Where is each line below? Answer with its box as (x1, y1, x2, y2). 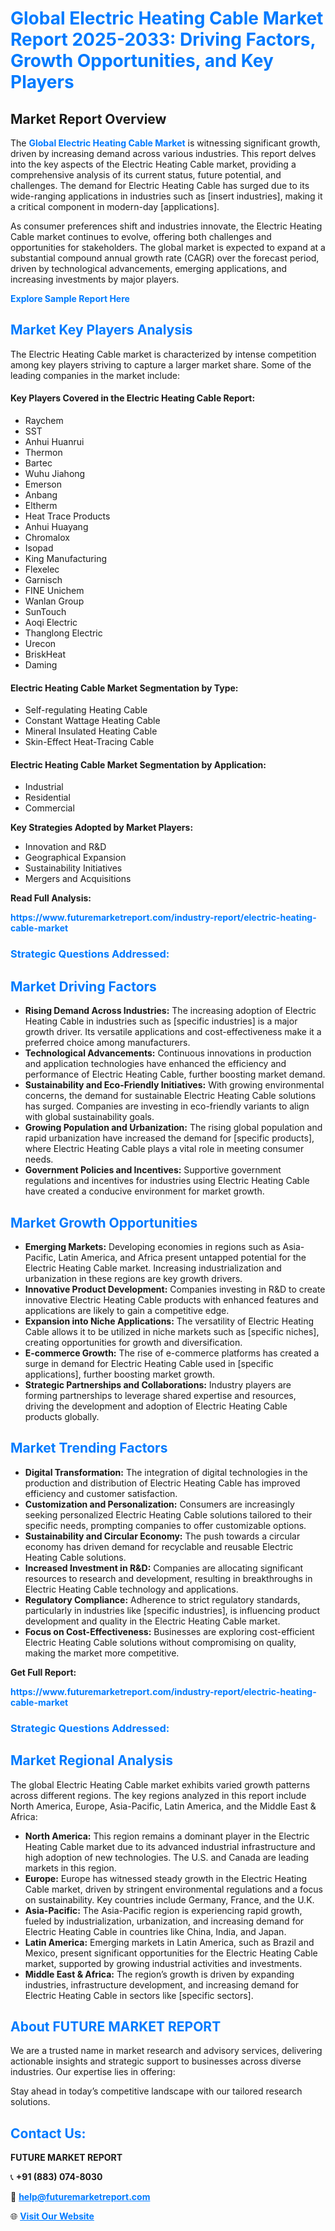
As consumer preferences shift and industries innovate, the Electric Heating (10, 220, 323, 232)
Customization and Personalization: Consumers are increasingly (24, 1498, 295, 1510)
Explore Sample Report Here (10, 293, 130, 304)
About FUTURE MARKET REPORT (10, 2018, 222, 2035)
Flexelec (24, 563, 60, 576)
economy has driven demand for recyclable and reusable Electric (24, 1540, 294, 1552)
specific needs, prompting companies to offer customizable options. (24, 1519, 307, 1531)
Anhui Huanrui (24, 436, 85, 448)
